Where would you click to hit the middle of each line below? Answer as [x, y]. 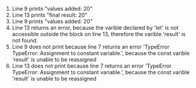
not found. [25, 40]
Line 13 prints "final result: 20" [49, 15]
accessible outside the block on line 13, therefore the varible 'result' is [99, 34]
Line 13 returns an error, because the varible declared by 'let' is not [95, 28]
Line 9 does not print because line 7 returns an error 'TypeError [91, 47]
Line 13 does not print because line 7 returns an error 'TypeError [92, 66]
